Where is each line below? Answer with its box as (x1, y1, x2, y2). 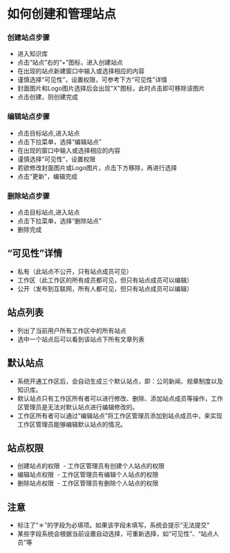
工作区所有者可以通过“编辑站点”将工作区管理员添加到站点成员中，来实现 (17, 411, 223, 420)
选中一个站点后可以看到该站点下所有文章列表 (17, 335, 145, 343)
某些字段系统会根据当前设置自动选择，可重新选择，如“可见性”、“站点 (17, 529, 213, 538)
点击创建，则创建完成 (17, 93, 78, 101)
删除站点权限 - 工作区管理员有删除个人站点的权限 (17, 479, 159, 487)
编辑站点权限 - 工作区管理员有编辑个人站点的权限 (17, 471, 159, 479)
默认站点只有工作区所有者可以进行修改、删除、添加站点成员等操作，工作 (17, 394, 223, 402)
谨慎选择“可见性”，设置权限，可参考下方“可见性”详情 (17, 75, 168, 84)
